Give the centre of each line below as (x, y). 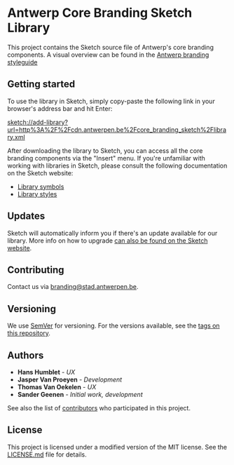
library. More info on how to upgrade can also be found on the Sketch (108, 241)
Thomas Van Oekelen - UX (57, 387)
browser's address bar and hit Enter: (60, 108)
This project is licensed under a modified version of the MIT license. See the (117, 447)
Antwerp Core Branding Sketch (100, 13)
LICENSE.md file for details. (47, 454)
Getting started (41, 85)
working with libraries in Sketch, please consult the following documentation (117, 166)
